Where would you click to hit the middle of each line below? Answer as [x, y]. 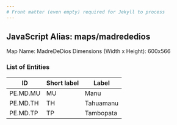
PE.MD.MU [25, 93]
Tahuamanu [102, 103]
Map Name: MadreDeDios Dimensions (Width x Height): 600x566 [88, 51]
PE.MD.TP [24, 113]
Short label [63, 83]
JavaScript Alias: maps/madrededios [78, 37]
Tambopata [101, 113]
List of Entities [28, 67]
